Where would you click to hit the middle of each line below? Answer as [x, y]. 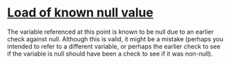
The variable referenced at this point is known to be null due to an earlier [111, 32]
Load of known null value [80, 13]
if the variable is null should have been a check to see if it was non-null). [110, 54]
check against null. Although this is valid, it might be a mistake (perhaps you [115, 39]
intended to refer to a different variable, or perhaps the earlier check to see [114, 46]
